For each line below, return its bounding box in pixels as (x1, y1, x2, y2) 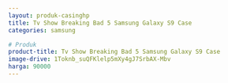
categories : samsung (8, 26, 77, 34)
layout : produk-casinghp (8, 11, 90, 20)
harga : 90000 (8, 62, 51, 71)
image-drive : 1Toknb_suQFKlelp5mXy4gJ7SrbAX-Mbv (8, 55, 171, 63)
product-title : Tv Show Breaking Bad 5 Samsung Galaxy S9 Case (8, 48, 221, 56)
